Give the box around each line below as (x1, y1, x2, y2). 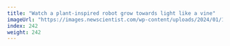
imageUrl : (7, 16, 36, 23)
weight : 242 (7, 28, 41, 36)
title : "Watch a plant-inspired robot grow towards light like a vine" (7, 9, 216, 17)
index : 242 (7, 22, 38, 29)
